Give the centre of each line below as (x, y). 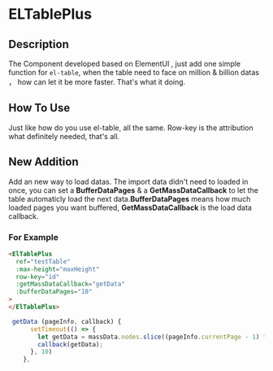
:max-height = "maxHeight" (58, 269)
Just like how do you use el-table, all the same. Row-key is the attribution (131, 128)
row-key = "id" (38, 277)
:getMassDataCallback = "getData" (71, 284)
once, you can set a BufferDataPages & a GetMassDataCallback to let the (133, 190)
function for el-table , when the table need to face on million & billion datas (134, 72)
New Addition (43, 162)
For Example (34, 237)
